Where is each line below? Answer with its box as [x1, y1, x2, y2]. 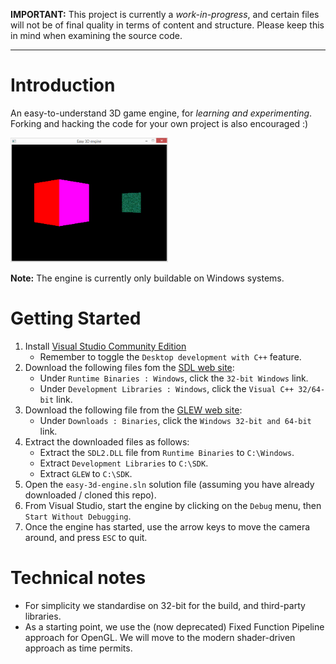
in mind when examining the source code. [10, 30, 183, 41]
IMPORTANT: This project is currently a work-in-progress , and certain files [10, 9, 320, 20]
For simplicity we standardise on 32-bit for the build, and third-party [24, 599, 306, 611]
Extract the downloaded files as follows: [24, 435, 190, 448]
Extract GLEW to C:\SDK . [39, 467, 133, 479]
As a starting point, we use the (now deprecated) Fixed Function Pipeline [24, 620, 325, 633]
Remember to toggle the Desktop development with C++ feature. [39, 350, 302, 363]
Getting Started [10, 307, 142, 329]
